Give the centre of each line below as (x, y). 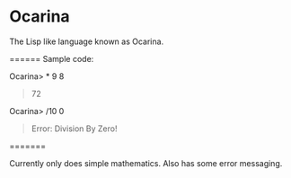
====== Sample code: (52, 58)
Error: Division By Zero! (74, 129)
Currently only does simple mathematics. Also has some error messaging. (146, 163)
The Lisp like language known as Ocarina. (87, 41)
